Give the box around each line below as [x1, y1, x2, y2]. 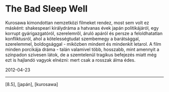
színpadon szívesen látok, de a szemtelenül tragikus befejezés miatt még [5, 51, 157, 58]
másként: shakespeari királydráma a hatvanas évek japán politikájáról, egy [5, 25, 159, 31]
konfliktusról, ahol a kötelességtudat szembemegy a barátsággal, [5, 36, 140, 42]
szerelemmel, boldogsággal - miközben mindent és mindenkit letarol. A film [5, 41, 161, 47]
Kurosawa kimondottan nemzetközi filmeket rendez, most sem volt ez [5, 20, 149, 26]
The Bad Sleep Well [5, 3, 88, 15]
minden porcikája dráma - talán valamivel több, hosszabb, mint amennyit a [5, 46, 159, 52]
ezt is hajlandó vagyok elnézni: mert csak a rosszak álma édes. [5, 57, 136, 63]
